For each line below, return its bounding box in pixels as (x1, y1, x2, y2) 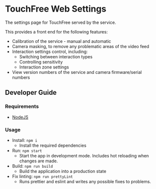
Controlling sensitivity (19, 59, 63, 65)
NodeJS (12, 114, 29, 120)
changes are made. (19, 158, 58, 164)
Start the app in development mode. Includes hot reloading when (19, 153, 149, 158)
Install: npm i (12, 137, 38, 143)
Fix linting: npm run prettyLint (12, 173, 73, 179)
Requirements (5, 103, 39, 110)
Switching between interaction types (19, 53, 93, 59)
